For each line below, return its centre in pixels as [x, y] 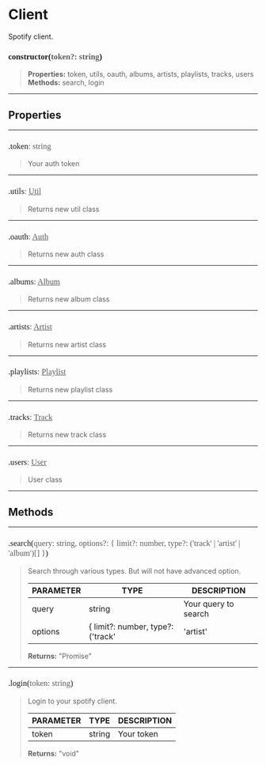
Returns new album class [68, 299]
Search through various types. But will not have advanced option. [134, 570]
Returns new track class [67, 435]
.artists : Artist [30, 327]
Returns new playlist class [70, 389]
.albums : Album [34, 281]
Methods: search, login [66, 83]
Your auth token [53, 164]
